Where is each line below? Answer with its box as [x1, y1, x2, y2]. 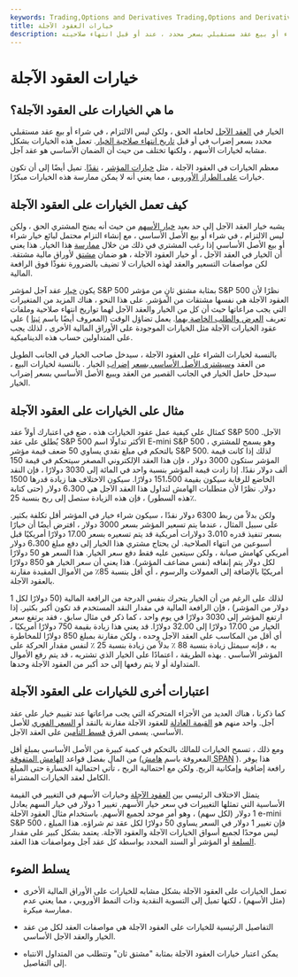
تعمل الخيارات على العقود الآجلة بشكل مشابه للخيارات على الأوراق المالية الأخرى [22, 885, 287, 896]
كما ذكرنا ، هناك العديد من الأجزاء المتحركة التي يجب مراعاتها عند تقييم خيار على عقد [10, 708, 286, 718]
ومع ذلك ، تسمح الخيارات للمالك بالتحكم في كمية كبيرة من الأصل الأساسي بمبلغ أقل [10, 743, 285, 754]
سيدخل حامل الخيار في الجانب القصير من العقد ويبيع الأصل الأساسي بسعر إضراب [10, 368, 277, 379]
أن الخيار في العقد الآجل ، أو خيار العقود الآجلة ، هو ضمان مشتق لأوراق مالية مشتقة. [10, 249, 283, 260]
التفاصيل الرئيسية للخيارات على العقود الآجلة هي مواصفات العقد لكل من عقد [22, 921, 273, 932]
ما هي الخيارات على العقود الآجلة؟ [10, 103, 174, 118]
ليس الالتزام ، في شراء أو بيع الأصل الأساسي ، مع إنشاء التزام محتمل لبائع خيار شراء [10, 230, 285, 241]
